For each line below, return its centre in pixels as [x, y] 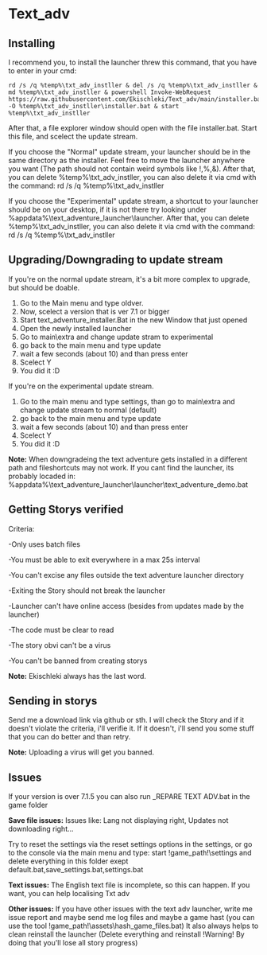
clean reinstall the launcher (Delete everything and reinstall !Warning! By [126, 934]
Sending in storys [53, 701]
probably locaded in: [42, 476]
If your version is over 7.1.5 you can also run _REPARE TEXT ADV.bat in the [129, 797]
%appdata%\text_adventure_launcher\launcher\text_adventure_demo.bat [128, 484]
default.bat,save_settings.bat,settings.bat [76, 870]
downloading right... [41, 829]
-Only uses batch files [44, 544]
